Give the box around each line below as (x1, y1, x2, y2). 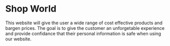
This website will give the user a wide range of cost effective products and (5, 20, 163, 26)
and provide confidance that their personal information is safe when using (5, 30, 161, 36)
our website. (5, 36, 32, 42)
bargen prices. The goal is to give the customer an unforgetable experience (5, 25, 165, 31)
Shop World (5, 3, 57, 15)
